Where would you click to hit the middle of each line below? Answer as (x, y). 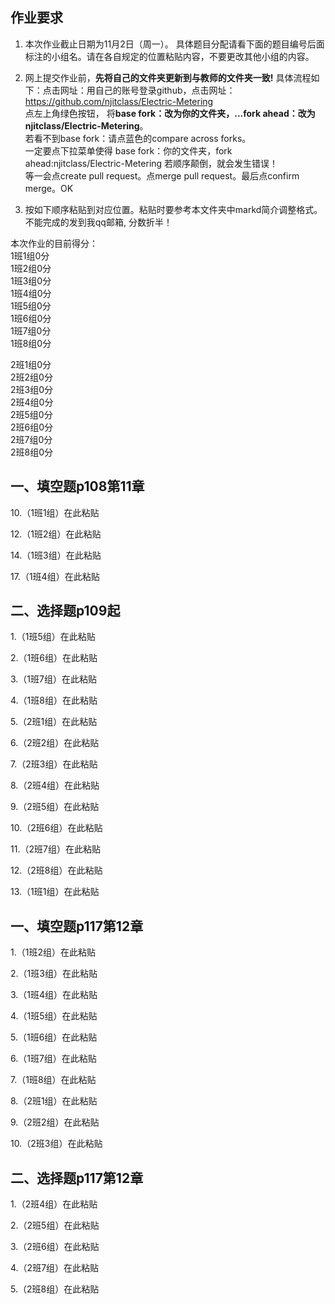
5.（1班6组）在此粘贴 (54, 1037)
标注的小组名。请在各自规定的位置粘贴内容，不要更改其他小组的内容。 (169, 56)
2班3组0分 (32, 389)
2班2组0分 (31, 377)
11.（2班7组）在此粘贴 (55, 849)
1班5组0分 (31, 305)
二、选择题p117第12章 (77, 1178)
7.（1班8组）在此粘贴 (53, 1080)
